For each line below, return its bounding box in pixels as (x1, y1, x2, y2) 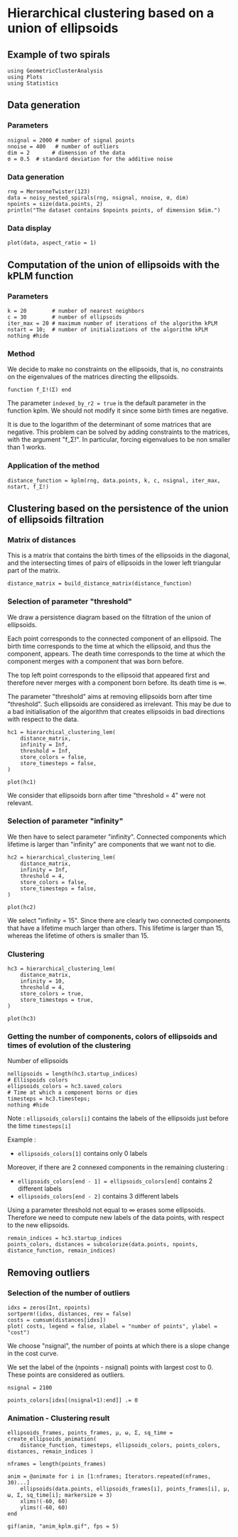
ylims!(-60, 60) (20, 1504, 69, 1511)
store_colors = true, (20, 990, 84, 998)
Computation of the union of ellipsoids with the (7, 259, 220, 271)
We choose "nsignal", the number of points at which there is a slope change (7, 1342, 229, 1350)
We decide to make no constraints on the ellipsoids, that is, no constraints (7, 365, 224, 373)
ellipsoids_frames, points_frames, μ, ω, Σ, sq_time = (7, 1429, 173, 1437)
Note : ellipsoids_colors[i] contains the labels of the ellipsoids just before (7, 1114, 229, 1123)
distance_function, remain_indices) (7, 1247, 116, 1255)
